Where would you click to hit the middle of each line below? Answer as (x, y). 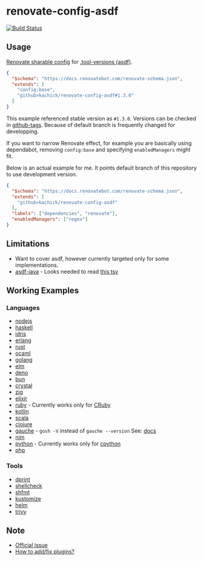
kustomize (28, 498)
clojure (24, 424)
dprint (22, 479)
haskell (24, 328)
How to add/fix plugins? (45, 552)
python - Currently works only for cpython (68, 444)
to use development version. (42, 174)
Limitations (28, 244)
